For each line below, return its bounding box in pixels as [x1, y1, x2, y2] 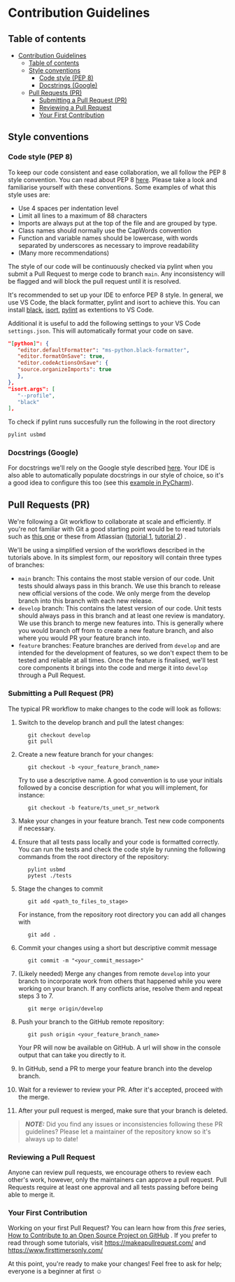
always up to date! [24, 1134, 78, 1143]
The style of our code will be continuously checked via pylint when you [8, 262, 213, 270]
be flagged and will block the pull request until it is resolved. [8, 277, 181, 285]
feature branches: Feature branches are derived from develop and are [17, 641, 220, 650]
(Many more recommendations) [17, 249, 110, 257]
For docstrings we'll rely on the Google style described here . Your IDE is [8, 464, 215, 472]
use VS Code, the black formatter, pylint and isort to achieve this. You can [8, 298, 220, 306]
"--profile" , [17, 392, 55, 399]
